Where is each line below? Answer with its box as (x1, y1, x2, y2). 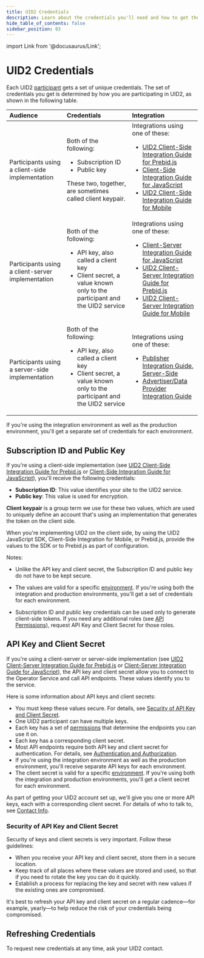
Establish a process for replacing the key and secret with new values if (15, 880, 192, 887)
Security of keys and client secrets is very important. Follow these (6, 836, 171, 843)
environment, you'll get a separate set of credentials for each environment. (6, 428, 194, 435)
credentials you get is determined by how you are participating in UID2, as (6, 91, 192, 98)
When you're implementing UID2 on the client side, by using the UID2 (6, 529, 180, 536)
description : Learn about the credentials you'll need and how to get (6, 15, 189, 21)
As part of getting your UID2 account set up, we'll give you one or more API (6, 794, 195, 801)
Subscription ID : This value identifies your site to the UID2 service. (15, 486, 183, 493)
